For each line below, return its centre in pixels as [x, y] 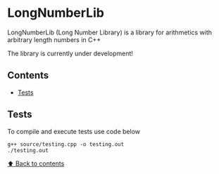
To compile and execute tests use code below [74, 131]
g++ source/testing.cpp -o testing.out [66, 144]
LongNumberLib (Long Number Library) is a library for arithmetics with [110, 32]
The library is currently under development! [70, 53]
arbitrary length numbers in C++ [54, 39]
